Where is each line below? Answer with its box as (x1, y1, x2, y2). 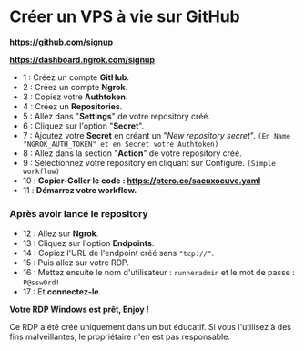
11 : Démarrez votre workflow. (22, 184, 137, 195)
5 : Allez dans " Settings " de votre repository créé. (22, 110, 211, 121)
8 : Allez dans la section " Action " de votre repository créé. (22, 148, 243, 159)
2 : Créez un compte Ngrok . (22, 81, 128, 92)
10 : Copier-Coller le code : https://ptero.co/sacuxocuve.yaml (22, 175, 261, 186)
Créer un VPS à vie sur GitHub (9, 6, 240, 27)
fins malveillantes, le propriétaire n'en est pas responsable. (9, 331, 230, 343)
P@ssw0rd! (22, 278, 61, 288)
